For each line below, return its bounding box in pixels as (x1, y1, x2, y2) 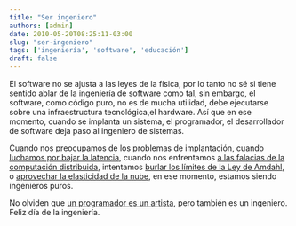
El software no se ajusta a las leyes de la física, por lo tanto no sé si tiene (9, 79, 276, 89)
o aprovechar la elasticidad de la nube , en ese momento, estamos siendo (9, 171, 277, 182)
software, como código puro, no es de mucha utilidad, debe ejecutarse (9, 97, 269, 107)
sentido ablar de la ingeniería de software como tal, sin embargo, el (9, 88, 256, 98)
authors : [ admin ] (9, 21, 74, 30)
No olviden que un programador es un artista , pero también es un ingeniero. (9, 198, 288, 208)
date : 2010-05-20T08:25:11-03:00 (9, 29, 133, 38)
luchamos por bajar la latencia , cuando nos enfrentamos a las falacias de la (9, 152, 285, 162)
